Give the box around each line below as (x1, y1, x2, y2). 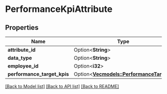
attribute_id (7, 46, 36, 53)
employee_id (7, 63, 39, 69)
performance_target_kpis (7, 71, 69, 78)
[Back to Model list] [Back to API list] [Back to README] (5, 84, 119, 89)
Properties (5, 23, 39, 32)
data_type (7, 55, 32, 61)
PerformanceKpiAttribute (5, 3, 113, 15)
